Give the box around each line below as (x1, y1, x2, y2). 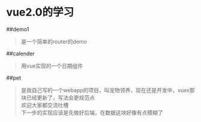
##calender (6, 50, 35, 57)
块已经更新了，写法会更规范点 (20, 94, 95, 101)
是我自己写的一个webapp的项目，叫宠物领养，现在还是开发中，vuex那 (20, 86, 195, 93)
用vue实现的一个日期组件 (20, 62, 83, 69)
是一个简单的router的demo (20, 38, 87, 45)
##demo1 (6, 25, 29, 33)
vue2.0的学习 (6, 5, 74, 19)
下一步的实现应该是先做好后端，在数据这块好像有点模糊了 (20, 109, 163, 116)
